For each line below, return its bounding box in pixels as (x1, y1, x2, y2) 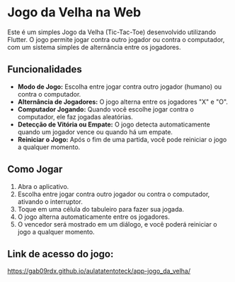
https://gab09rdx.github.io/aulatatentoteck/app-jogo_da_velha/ (7, 267, 191, 276)
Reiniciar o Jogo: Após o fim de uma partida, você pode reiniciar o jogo (17, 135, 227, 143)
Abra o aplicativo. (17, 182, 69, 190)
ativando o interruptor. (17, 197, 83, 206)
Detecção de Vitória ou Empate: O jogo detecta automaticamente (17, 120, 210, 129)
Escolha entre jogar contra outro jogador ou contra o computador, (17, 190, 210, 198)
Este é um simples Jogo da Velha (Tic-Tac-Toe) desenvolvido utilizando (7, 28, 217, 36)
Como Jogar (7, 163, 63, 175)
